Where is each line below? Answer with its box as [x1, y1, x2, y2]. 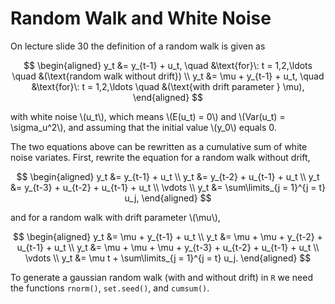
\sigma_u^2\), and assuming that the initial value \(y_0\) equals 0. [10, 121, 277, 133]
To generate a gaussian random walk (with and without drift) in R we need [10, 271, 313, 283]
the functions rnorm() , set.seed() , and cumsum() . [10, 282, 210, 294]
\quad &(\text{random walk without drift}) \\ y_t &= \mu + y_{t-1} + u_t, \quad [11, 70, 325, 82]
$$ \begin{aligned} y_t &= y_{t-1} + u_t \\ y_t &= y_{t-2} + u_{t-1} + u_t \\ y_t [16, 170, 320, 182]
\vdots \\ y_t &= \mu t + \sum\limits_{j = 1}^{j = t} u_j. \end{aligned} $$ [24, 252, 312, 264]
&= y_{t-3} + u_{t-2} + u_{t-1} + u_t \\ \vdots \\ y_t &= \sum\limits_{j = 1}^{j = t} [10, 181, 326, 193]
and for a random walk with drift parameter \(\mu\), [10, 211, 221, 223]
